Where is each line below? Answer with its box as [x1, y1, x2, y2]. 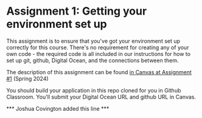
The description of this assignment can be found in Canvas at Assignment [6, 68, 192, 75]
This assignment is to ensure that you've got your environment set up [6, 37, 181, 44]
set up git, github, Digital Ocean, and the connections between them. [6, 57, 179, 64]
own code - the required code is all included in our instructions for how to [6, 50, 190, 57]
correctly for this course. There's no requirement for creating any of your [6, 44, 189, 51]
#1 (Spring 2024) [6, 75, 49, 82]
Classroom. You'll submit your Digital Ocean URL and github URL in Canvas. [6, 93, 197, 100]
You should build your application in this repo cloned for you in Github [6, 86, 181, 94]
